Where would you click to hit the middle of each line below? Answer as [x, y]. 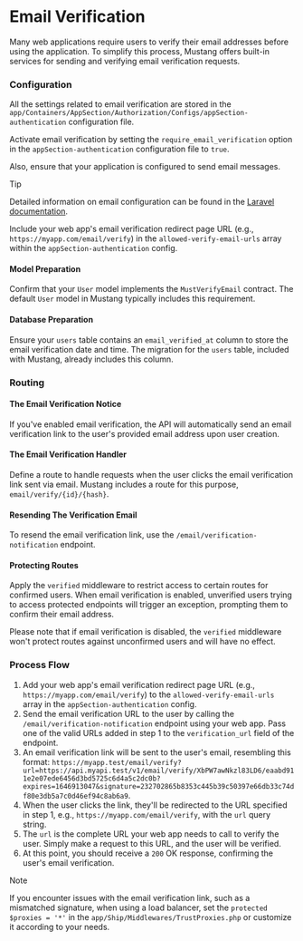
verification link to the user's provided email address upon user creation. [145, 433]
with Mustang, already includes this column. [91, 359]
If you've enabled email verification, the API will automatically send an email [151, 424]
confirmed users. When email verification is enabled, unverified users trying [151, 595]
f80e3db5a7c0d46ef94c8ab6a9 [75, 796]
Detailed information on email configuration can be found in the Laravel [142, 202]
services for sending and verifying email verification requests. [125, 61]
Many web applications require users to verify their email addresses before [149, 42]
